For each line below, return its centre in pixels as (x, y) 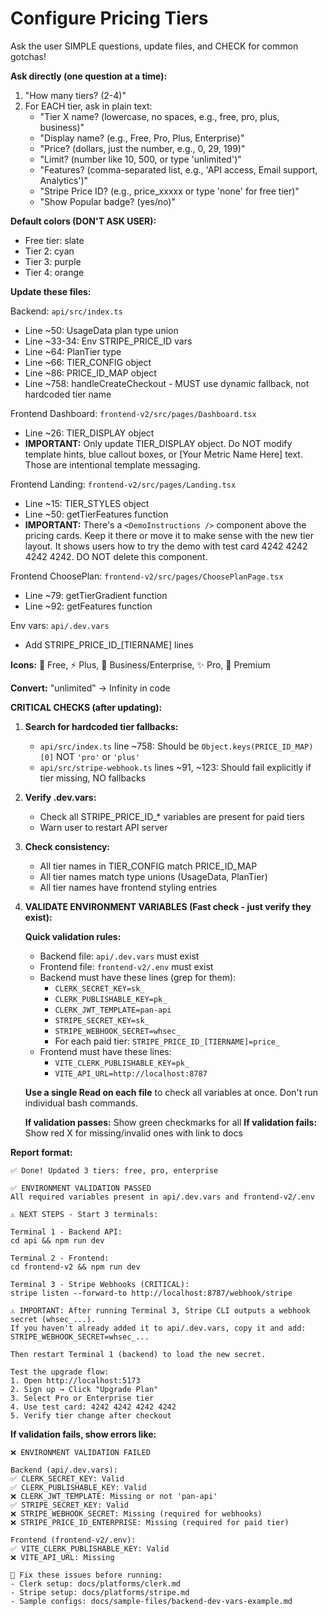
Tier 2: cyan (49, 251)
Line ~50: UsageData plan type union (101, 330)
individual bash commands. (81, 1103)
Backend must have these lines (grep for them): (138, 977)
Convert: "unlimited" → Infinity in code (90, 688)
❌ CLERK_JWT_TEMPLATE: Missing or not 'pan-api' (114, 1496)
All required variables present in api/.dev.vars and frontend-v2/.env (162, 1197)
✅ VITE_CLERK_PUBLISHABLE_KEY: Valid (90, 1548)
